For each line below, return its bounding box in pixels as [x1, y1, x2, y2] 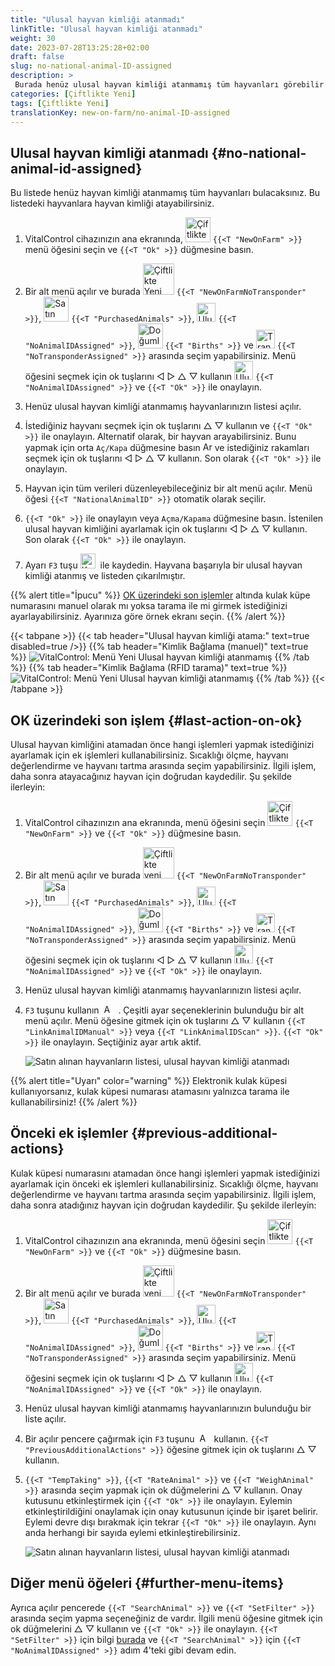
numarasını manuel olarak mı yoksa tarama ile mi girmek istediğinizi [10, 600, 288, 612]
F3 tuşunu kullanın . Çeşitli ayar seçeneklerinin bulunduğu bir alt [24, 1004, 305, 1016]
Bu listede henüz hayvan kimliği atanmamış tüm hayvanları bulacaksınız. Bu [10, 187, 321, 199]
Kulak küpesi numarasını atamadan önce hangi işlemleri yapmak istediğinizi [10, 1167, 320, 1179]
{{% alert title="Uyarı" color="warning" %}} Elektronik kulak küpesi [10, 1075, 288, 1086]
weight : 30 [10, 33, 56, 43]
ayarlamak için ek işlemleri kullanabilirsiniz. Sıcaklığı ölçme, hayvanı [10, 749, 289, 761]
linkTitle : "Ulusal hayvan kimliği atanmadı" [10, 24, 203, 34]
